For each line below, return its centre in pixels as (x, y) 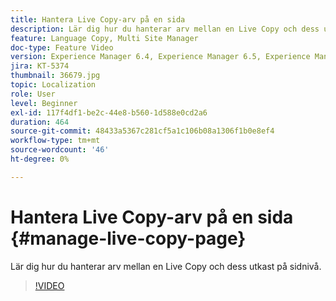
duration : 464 (40, 122)
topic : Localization (53, 85)
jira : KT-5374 (40, 66)
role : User (33, 94)
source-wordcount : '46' (60, 150)
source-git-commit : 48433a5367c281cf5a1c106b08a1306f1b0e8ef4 (142, 131)
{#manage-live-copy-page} (128, 238)
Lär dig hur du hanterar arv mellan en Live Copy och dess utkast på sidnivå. (166, 266)
